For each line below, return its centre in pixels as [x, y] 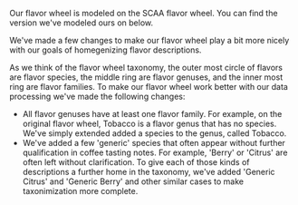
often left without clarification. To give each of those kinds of [136, 162]
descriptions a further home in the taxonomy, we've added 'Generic [149, 172]
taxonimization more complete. [80, 191]
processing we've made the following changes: [97, 96]
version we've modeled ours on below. [82, 23]
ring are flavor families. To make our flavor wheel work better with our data [149, 87]
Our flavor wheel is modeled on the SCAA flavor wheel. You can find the [144, 13]
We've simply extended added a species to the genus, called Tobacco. [154, 133]
